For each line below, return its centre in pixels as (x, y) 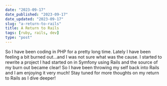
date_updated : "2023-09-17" (34, 19)
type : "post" (19, 38)
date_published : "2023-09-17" (37, 14)
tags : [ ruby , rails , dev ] (32, 33)
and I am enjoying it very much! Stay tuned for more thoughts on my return (82, 73)
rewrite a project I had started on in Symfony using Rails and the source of (81, 62)
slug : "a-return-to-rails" (33, 24)
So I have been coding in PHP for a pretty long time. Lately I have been (78, 51)
